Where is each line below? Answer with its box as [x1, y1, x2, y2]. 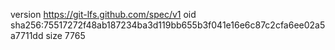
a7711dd [10, 30, 44, 41]
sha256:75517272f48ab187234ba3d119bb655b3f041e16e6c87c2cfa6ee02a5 [10, 19, 326, 31]
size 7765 [45, 30, 86, 41]
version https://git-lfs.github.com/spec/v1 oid [10, 9, 197, 20]
